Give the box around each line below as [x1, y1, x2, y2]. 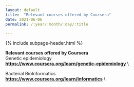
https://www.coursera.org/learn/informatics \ [5, 76, 106, 82]
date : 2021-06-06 [5, 17, 43, 22]
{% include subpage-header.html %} [5, 40, 83, 46]
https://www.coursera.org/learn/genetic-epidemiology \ [5, 61, 129, 67]
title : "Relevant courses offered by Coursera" [5, 12, 111, 17]
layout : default [5, 7, 40, 13]
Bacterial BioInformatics [5, 71, 56, 77]
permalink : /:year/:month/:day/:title [5, 21, 88, 27]
